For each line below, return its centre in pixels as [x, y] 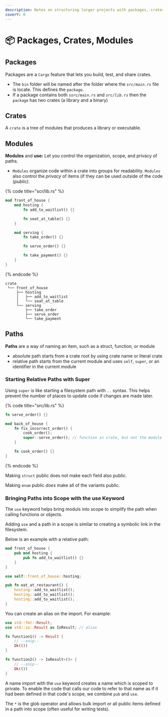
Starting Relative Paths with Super [48, 380]
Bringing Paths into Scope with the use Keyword [65, 498]
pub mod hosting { [33, 553]
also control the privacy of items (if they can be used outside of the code [87, 176]
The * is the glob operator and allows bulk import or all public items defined [83, 703]
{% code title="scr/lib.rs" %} [35, 191]
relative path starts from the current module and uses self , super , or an [86, 361]
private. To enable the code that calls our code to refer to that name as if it [82, 688]
